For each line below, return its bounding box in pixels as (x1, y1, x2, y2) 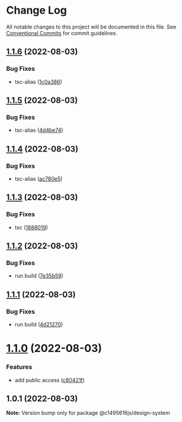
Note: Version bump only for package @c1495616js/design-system (6, 410, 170, 417)
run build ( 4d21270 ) (14, 321, 63, 328)
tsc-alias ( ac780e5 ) (14, 175, 63, 182)
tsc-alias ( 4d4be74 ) (14, 127, 63, 134)
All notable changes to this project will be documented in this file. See (6, 23, 177, 30)
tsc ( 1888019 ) (14, 223, 49, 231)
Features (6, 363, 33, 371)
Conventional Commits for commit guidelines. (6, 29, 117, 36)
